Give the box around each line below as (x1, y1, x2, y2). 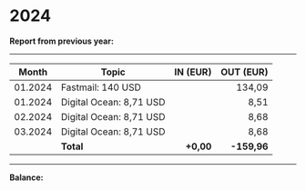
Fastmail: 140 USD (60, 81, 141, 94)
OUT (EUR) (219, 65, 269, 78)
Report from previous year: (9, 35, 114, 46)
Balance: (9, 172, 44, 183)
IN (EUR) (174, 65, 212, 78)
